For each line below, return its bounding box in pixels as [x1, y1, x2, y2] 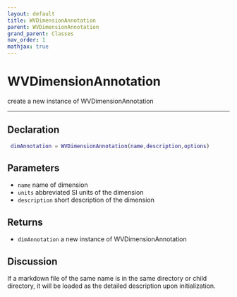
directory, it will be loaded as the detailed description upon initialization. [7, 281, 217, 290]
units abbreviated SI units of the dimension [17, 188, 144, 197]
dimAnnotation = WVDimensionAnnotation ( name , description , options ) [10, 143, 210, 150]
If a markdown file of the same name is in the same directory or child [7, 274, 207, 283]
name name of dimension [17, 181, 88, 189]
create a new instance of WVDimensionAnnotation [7, 97, 154, 105]
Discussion [7, 255, 58, 267]
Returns [7, 216, 44, 228]
